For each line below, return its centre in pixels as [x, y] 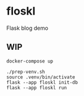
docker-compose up [30, 61]
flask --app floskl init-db [42, 82]
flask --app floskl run [37, 87]
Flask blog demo [27, 28]
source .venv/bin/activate [41, 77]
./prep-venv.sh [26, 72]
